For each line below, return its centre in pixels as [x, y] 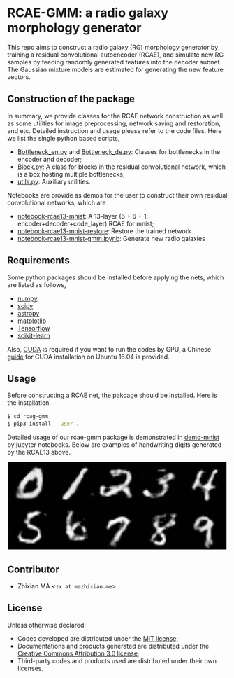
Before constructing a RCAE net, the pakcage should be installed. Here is [112, 395]
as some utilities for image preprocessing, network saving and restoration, [114, 123]
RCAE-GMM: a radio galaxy [88, 13]
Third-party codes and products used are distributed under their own [117, 660]
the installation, [29, 403]
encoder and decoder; [50, 159]
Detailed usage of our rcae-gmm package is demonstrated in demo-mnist [114, 437]
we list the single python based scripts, [64, 138]
